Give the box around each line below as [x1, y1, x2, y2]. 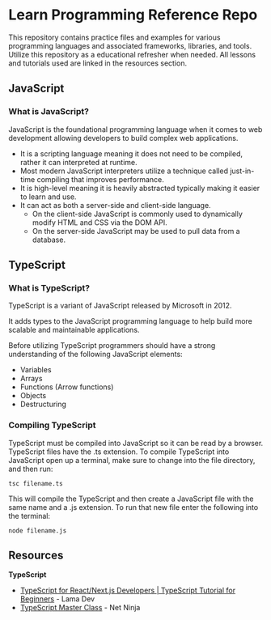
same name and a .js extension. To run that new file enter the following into [8, 502, 259, 512]
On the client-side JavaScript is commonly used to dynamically [32, 209, 243, 219]
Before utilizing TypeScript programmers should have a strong [8, 341, 216, 350]
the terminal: [8, 511, 51, 520]
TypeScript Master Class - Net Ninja [19, 603, 141, 613]
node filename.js [8, 526, 67, 535]
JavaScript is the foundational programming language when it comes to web [8, 124, 263, 134]
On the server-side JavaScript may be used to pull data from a [32, 226, 240, 236]
